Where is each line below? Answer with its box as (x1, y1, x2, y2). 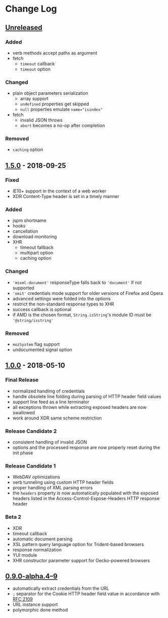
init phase (12, 450, 33, 456)
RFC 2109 (12, 596, 33, 602)
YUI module (12, 552, 37, 558)
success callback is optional (12, 306, 72, 312)
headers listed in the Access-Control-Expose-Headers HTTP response (12, 495, 160, 501)
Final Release (5, 376, 39, 383)
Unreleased (5, 23, 43, 32)
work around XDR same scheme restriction (12, 415, 102, 421)
